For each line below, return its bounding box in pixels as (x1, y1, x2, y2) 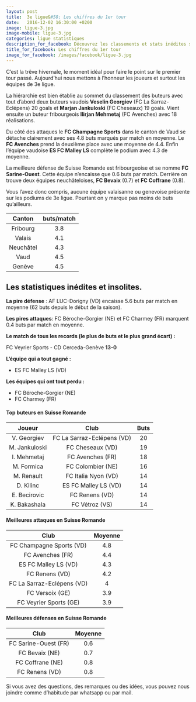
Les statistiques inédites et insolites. (6, 282, 142, 292)
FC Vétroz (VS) (71, 500, 113, 508)
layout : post (6, 8, 38, 15)
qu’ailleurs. (6, 200, 33, 208)
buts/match (43, 214, 76, 222)
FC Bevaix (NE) (18, 649, 60, 657)
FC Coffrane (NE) (15, 659, 63, 667)
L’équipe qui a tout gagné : (6, 355, 71, 363)
